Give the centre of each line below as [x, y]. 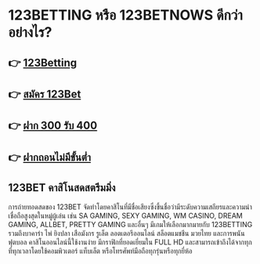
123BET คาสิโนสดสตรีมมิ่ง [62, 188]
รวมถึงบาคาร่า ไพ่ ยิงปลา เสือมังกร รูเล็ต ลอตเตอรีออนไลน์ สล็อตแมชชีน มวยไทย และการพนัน [126, 233]
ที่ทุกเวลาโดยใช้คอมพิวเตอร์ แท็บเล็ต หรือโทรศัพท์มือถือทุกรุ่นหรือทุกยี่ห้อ [100, 251]
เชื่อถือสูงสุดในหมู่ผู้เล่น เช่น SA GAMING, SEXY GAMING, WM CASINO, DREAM [125, 215]
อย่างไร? [30, 33]
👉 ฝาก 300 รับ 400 [53, 126]
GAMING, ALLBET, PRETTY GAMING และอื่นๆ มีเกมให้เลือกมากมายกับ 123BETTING [130, 224]
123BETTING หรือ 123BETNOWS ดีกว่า [125, 15]
